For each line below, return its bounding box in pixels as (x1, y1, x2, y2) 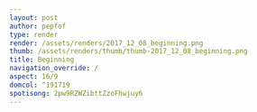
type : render (9, 30, 59, 39)
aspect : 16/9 (9, 72, 59, 81)
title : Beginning (9, 55, 75, 64)
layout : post (9, 13, 59, 23)
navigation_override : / (9, 64, 99, 73)
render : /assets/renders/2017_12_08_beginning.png (9, 38, 204, 48)
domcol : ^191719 (9, 80, 70, 89)
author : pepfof (9, 22, 67, 31)
